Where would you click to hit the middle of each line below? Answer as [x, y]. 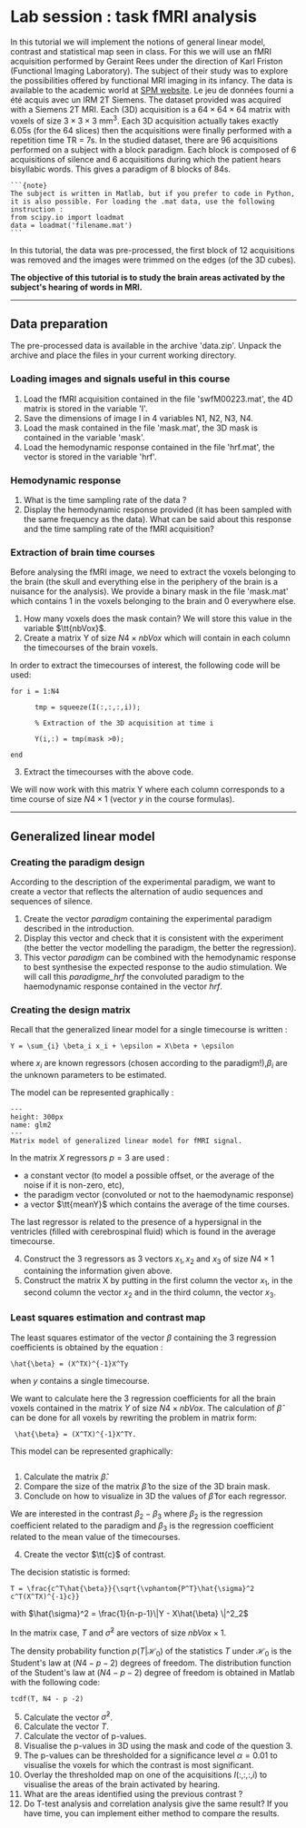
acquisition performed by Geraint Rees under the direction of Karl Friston [147, 61]
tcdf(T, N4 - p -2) [47, 1699]
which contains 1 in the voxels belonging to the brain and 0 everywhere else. [153, 601]
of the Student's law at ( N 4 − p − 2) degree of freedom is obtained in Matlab [153, 1672]
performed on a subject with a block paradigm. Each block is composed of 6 [153, 149]
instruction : [37, 209]
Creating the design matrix [70, 1010]
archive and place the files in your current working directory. [123, 355]
